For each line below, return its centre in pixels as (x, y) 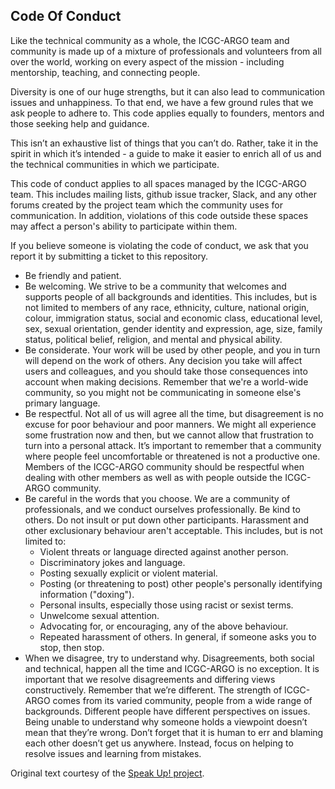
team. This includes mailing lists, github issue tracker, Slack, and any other (164, 194)
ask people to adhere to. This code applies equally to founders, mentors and (167, 113)
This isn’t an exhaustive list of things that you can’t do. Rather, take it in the (164, 143)
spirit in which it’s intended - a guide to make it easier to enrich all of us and (166, 153)
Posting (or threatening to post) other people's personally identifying (181, 583)
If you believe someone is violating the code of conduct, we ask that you (159, 245)
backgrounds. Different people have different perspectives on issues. (167, 711)
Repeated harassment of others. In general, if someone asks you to (178, 636)
